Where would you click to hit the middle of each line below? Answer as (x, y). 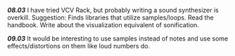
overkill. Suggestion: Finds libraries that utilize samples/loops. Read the (110, 17)
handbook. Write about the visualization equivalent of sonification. (103, 25)
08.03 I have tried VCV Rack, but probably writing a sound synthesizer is (113, 10)
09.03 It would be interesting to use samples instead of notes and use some (118, 38)
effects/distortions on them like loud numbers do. (79, 46)
